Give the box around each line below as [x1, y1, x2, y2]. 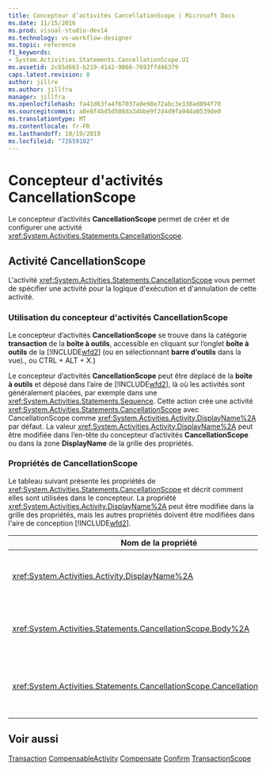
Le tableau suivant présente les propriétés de [8, 476, 156, 485]
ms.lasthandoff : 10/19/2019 [8, 129, 101, 137]
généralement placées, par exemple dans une [8, 387, 158, 397]
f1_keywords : [8, 48, 51, 56]
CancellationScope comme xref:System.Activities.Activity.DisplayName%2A [8, 413, 256, 422]
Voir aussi [8, 732, 59, 746]
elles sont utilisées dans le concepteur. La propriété [8, 493, 177, 503]
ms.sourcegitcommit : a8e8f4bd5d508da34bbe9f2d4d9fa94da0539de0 [8, 108, 222, 116]
